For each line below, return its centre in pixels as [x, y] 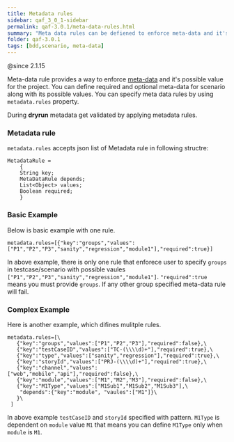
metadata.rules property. [43, 101]
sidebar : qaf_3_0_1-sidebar [48, 20]
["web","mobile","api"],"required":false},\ [73, 374]
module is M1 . [25, 432]
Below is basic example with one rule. [61, 230]
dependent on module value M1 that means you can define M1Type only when [115, 425]
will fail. [18, 291]
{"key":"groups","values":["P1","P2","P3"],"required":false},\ [112, 343]
